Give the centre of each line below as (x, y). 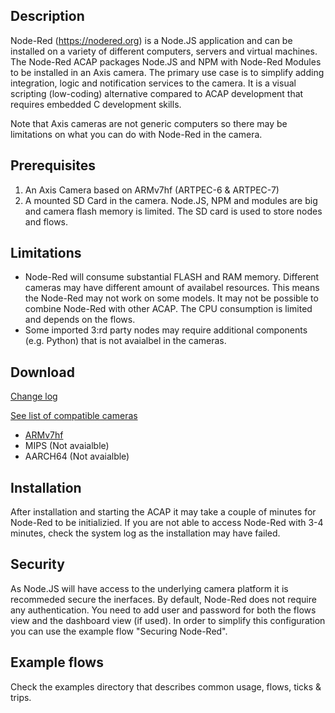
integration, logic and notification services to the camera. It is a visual (153, 83)
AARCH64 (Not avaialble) (77, 456)
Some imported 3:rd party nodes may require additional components (166, 330)
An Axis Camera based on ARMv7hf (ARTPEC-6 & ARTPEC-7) (152, 190)
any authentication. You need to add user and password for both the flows (163, 610)
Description (47, 16)
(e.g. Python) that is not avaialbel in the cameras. (125, 341)
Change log (34, 396)
